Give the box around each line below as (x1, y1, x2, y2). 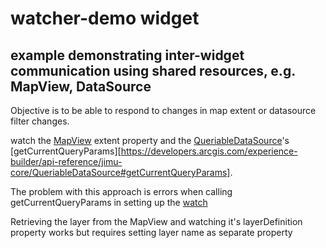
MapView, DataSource (10, 78, 152, 95)
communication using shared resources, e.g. (10, 62, 296, 79)
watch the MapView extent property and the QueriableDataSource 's (10, 135, 290, 146)
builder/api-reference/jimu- (10, 156, 123, 167)
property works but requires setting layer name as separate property (10, 227, 293, 238)
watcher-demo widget (10, 7, 200, 30)
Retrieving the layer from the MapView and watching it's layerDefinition (10, 216, 303, 227)
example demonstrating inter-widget (10, 47, 245, 64)
